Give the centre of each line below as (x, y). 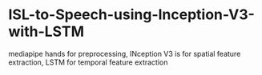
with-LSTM (46, 32)
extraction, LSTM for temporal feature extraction (88, 62)
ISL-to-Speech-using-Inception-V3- (131, 15)
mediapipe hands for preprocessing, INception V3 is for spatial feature (125, 53)
